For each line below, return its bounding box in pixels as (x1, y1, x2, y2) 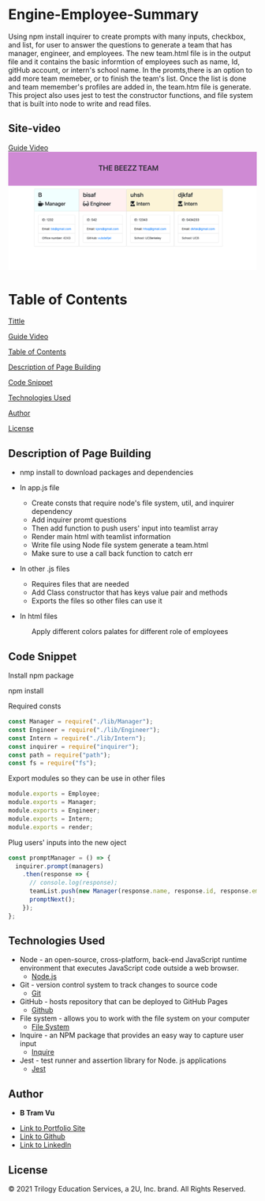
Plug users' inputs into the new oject (8, 837, 127, 847)
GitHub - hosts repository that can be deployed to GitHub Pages (19, 997, 229, 1006)
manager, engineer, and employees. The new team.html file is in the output (8, 48, 251, 58)
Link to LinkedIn (19, 1140, 72, 1150)
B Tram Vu (19, 1108, 55, 1118)
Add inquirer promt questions (31, 516, 127, 525)
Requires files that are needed (31, 580, 129, 589)
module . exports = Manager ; (8, 799, 97, 806)
